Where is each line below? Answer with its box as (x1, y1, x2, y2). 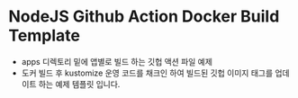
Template (8, 25, 80, 46)
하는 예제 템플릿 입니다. (38, 78, 121, 89)
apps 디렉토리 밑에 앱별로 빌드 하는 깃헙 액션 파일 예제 (21, 56, 213, 67)
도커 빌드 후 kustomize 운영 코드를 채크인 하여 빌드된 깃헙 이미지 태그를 (21, 67, 274, 78)
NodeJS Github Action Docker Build (8, 6, 280, 27)
